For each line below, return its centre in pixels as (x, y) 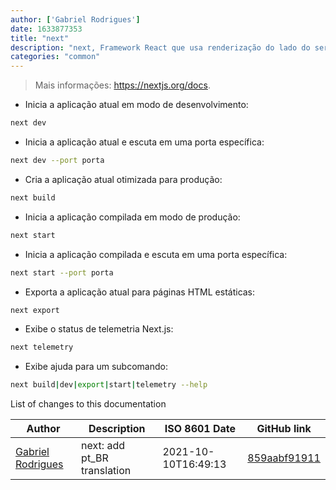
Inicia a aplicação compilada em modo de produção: (132, 217)
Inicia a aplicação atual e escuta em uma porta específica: (144, 142)
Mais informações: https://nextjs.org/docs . (122, 85)
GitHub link (284, 429)
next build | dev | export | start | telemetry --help (109, 385)
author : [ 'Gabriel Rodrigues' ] (75, 19)
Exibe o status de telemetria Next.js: (99, 329)
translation (106, 471)
